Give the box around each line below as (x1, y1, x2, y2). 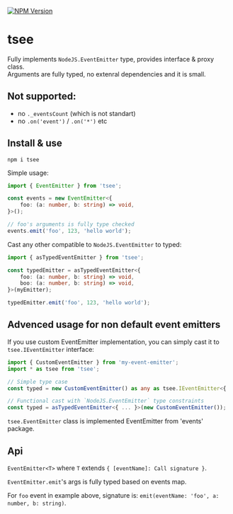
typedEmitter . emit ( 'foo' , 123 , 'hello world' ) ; (7, 299, 151, 307)
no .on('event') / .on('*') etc (17, 117, 108, 125)
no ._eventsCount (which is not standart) (17, 109, 136, 118)
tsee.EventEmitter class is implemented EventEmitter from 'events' (7, 417, 204, 426)
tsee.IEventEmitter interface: (7, 345, 94, 353)
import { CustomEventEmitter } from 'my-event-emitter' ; (7, 358, 179, 366)
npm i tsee (7, 156, 40, 163)
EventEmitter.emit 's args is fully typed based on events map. (7, 477, 187, 486)
